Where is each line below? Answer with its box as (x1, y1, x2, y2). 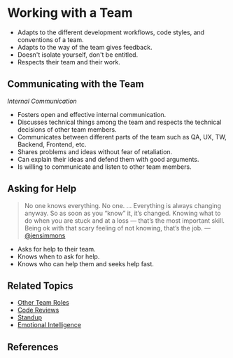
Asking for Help (7, 183, 77, 195)
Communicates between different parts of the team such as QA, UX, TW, (17, 132, 227, 141)
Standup (17, 313, 42, 322)
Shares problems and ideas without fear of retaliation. (17, 147, 173, 156)
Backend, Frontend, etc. (17, 140, 87, 149)
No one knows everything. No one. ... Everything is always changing (24, 201, 222, 209)
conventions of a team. (17, 35, 84, 43)
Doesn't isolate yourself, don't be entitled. (17, 50, 139, 59)
